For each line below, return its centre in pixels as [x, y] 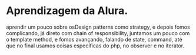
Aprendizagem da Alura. [67, 11]
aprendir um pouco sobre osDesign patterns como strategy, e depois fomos [98, 27]
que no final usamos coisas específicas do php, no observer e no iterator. [95, 46]
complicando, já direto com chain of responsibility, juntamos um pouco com [98, 33]
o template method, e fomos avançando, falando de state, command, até [94, 39]
